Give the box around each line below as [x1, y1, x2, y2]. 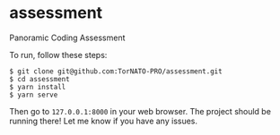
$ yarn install [9, 82, 66, 91]
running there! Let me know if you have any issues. [9, 115, 198, 126]
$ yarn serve [9, 90, 58, 99]
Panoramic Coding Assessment [9, 32, 126, 43]
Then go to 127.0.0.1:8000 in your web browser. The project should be [9, 105, 272, 116]
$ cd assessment [9, 74, 70, 83]
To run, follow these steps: [9, 49, 108, 60]
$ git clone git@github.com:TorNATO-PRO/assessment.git [9, 66, 223, 76]
